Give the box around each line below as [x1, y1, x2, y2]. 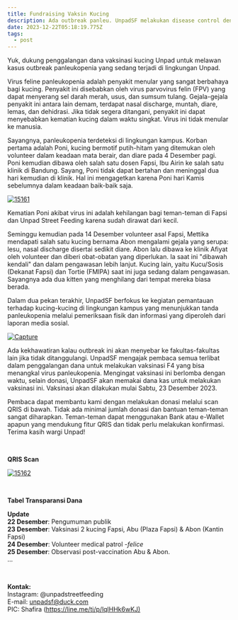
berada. [7, 282, 30, 291]
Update [7, 510, 30, 519]
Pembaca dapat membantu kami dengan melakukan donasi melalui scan [7, 398, 218, 406]
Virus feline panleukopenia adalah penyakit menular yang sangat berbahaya [7, 77, 229, 86]
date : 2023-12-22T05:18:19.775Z [7, 23, 103, 30]
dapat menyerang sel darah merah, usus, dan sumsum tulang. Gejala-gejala [7, 93, 228, 101]
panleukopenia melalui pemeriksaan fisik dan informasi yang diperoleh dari [7, 311, 226, 320]
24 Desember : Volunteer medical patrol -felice [7, 540, 144, 549]
